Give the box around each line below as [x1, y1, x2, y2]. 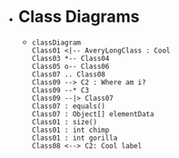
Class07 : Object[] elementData [31, 109, 154, 119]
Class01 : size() [31, 117, 98, 126]
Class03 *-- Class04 [31, 54, 110, 63]
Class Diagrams [17, 6, 140, 27]
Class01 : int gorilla [31, 133, 118, 143]
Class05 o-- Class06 [31, 62, 110, 71]
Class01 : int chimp [31, 125, 110, 134]
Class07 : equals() [31, 102, 106, 111]
